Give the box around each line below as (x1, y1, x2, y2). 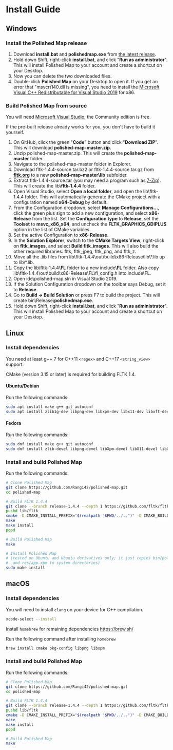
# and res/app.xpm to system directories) (6, 560, 101, 566)
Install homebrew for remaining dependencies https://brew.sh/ (6, 626, 134, 632)
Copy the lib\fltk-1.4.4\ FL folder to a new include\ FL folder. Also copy (13, 265, 159, 271)
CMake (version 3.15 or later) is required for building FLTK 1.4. (6, 371, 136, 377)
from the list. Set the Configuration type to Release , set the (32, 216, 159, 222)
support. (6, 361, 24, 367)
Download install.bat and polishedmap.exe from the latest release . (13, 51, 157, 57)
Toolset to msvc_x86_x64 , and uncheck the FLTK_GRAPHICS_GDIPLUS (13, 221, 167, 227)
